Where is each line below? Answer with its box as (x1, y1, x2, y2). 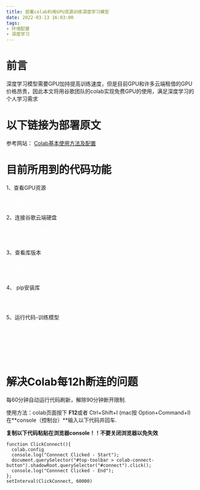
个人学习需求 (6, 95, 38, 102)
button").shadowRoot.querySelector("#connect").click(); (6, 462, 152, 468)
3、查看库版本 (6, 248, 41, 256)
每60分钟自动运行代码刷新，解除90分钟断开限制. (6, 396, 127, 403)
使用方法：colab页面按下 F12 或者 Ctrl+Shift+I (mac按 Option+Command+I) (6, 409, 191, 416)
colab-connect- (116, 457, 154, 463)
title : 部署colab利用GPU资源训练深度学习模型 (6, 8, 109, 15)
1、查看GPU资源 (6, 184, 46, 191)
